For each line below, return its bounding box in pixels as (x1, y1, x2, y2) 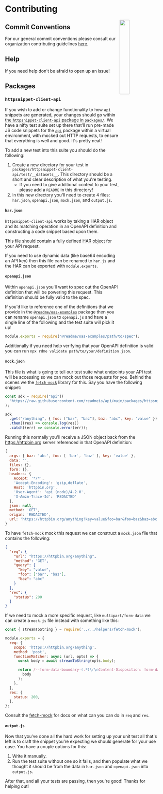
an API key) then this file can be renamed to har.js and (5, 257, 115, 264)
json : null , (9, 503, 34, 508)
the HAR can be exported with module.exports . (5, 263, 98, 269)
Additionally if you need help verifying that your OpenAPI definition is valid (5, 343, 154, 349)
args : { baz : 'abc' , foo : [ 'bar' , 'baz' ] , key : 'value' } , (9, 453, 136, 458)
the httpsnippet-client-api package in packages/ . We (5, 117, 114, 123)
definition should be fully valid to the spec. (5, 294, 90, 300)
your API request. (5, 243, 40, 249)
